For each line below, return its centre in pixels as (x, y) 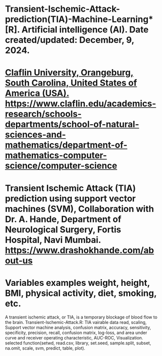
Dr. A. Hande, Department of (63, 219)
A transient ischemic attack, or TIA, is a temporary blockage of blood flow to (81, 317)
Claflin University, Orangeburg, (69, 73)
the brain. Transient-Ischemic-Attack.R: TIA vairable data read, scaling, (76, 322)
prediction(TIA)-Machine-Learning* (79, 19)
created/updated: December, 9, (70, 40)
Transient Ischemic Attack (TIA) (71, 188)
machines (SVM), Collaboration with (80, 209)
